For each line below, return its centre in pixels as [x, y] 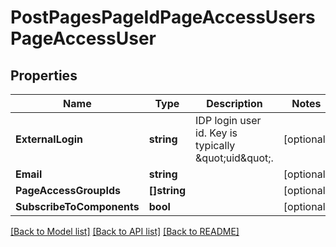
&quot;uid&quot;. [234, 158]
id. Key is [216, 133]
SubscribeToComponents [77, 206]
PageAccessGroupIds [68, 190]
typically [215, 145]
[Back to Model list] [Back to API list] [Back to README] [125, 231]
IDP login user [228, 120]
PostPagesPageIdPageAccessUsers [163, 17]
